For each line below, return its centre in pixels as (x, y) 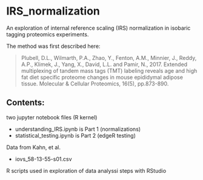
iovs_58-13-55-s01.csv (43, 159)
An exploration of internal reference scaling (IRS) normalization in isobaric (98, 28)
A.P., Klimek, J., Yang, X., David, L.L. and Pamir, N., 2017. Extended (104, 64)
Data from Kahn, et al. (33, 147)
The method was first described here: (53, 46)
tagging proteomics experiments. (48, 34)
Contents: (25, 103)
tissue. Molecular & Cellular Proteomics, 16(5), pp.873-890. (95, 84)
